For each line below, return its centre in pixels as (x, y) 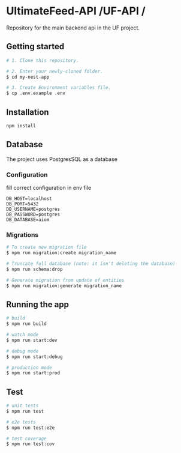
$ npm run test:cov (31, 444)
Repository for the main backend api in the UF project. (73, 28)
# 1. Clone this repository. (43, 60)
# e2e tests (21, 422)
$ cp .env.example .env (36, 93)
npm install (21, 126)
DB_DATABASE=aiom (28, 220)
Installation (28, 112)
